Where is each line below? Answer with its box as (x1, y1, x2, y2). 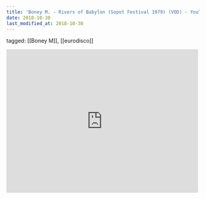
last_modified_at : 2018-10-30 (6, 20, 84, 26)
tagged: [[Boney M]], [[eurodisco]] (6, 37, 94, 45)
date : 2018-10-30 (6, 15, 51, 21)
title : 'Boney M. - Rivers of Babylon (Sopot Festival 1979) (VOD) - (6, 9, 188, 15)
